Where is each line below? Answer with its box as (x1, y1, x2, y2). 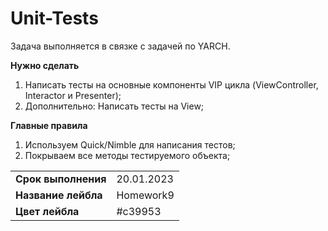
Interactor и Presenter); (24, 89, 122, 101)
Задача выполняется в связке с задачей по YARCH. (10, 40, 231, 52)
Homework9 (116, 188, 175, 202)
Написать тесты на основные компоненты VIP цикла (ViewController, (24, 78, 319, 91)
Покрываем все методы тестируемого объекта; (24, 149, 231, 161)
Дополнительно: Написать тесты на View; (24, 100, 205, 112)
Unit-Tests (10, 7, 99, 30)
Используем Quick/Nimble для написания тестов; (24, 138, 236, 151)
